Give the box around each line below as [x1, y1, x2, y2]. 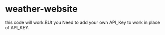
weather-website [5, 3, 78, 15]
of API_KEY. [5, 24, 30, 30]
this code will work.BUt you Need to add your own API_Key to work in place [5, 19, 161, 25]
